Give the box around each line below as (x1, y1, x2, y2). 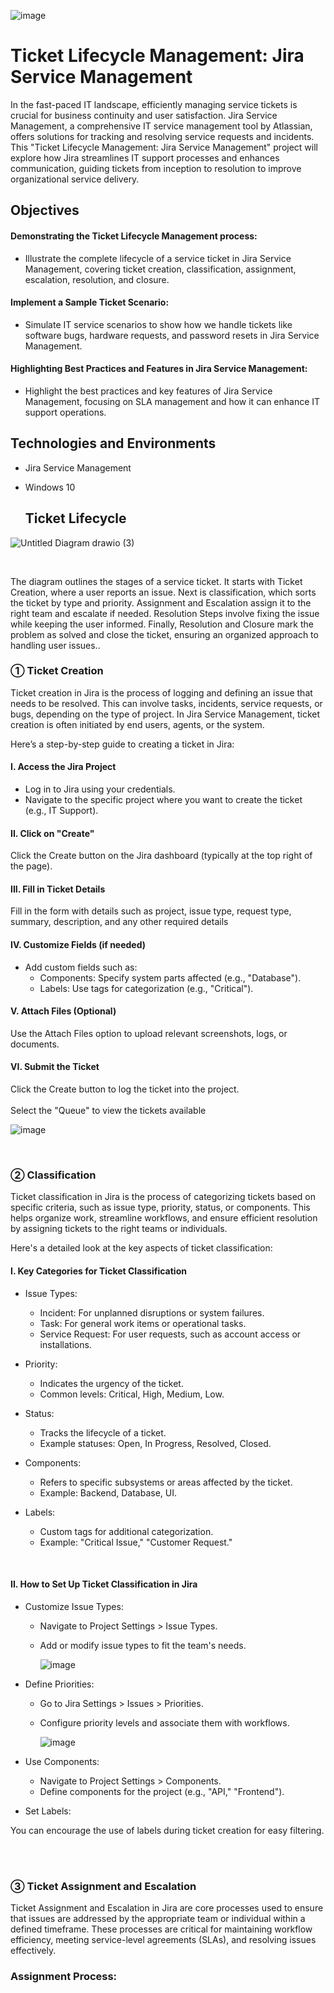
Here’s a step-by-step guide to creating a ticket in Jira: (10, 738, 235, 750)
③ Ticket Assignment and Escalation (10, 1879, 197, 1893)
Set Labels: (24, 1805, 72, 1817)
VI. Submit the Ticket (10, 1061, 100, 1073)
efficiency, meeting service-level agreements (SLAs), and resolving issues (10, 1934, 317, 1946)
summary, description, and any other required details (10, 916, 229, 928)
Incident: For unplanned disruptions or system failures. (39, 1306, 265, 1319)
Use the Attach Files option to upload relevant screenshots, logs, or (10, 1027, 288, 1039)
